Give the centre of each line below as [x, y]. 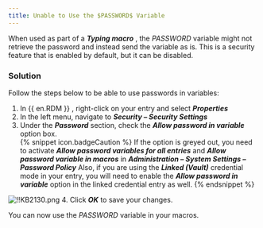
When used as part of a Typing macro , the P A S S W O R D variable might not [130, 38]
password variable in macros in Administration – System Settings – [133, 159]
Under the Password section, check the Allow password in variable [132, 125]
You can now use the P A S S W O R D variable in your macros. [104, 214]
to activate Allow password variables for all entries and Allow [123, 150]
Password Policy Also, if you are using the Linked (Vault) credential [131, 167]
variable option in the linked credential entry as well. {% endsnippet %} [137, 184]
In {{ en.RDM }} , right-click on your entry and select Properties [124, 108]
